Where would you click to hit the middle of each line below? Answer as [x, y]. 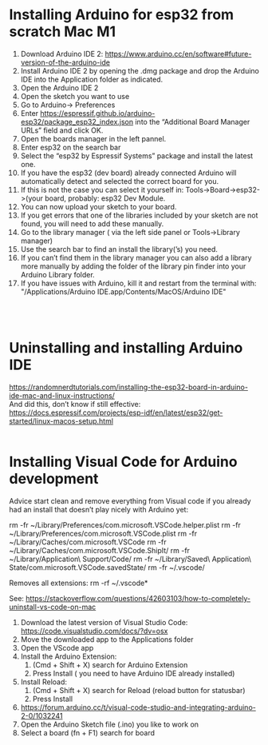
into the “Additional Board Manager [193, 122]
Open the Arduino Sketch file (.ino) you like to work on [109, 724]
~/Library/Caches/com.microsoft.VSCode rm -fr [88, 542]
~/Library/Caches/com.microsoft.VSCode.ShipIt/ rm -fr [100, 550]
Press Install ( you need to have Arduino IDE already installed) [134, 673]
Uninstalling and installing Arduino [126, 348]
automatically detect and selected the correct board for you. [119, 181]
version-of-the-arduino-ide [65, 62]
